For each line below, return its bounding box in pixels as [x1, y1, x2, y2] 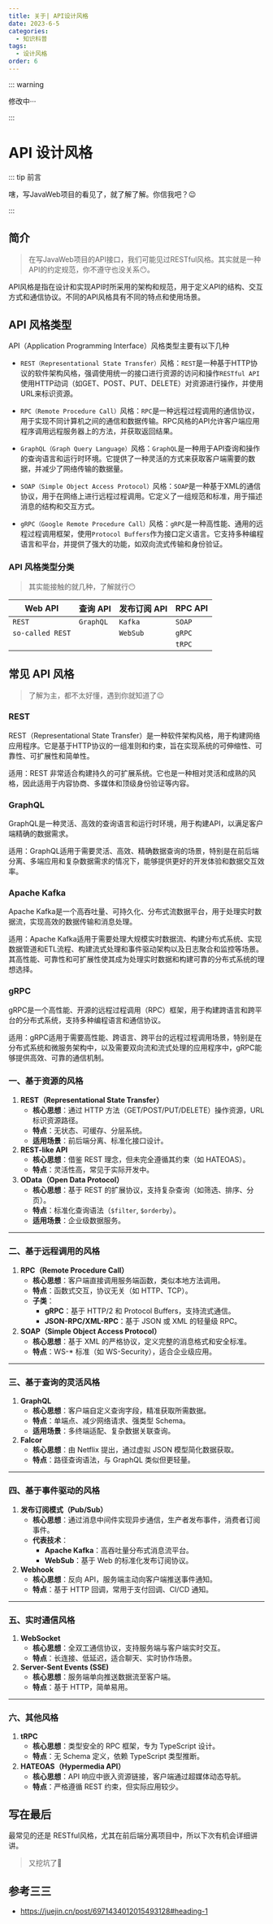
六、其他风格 [8, 1713, 59, 1724]
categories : [8, 27, 49, 35]
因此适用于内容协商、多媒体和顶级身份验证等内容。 [22, 778, 193, 788]
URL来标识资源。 [19, 389, 78, 398]
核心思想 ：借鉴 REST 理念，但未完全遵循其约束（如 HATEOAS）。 [32, 1155, 250, 1164]
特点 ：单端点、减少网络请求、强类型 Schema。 [32, 1416, 191, 1426]
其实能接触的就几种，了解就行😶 [28, 581, 136, 591]
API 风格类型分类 [8, 562, 75, 573]
